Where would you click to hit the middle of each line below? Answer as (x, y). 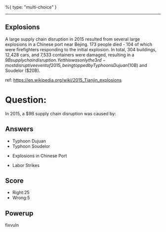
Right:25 (21, 193)
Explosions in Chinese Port (40, 156)
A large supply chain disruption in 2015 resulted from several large (73, 39)
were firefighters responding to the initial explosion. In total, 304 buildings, (81, 49)
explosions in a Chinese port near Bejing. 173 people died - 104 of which (79, 44)
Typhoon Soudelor (31, 146)
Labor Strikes (26, 165)
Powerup (19, 213)
